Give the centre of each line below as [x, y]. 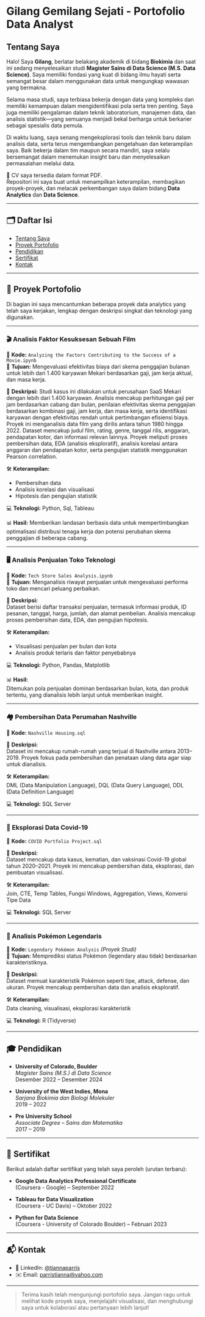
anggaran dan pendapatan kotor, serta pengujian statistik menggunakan [97, 450]
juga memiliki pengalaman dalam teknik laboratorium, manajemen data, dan [101, 112]
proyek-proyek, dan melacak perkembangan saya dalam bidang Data [93, 188]
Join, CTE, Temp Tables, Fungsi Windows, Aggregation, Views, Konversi [97, 893]
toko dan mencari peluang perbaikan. [53, 588]
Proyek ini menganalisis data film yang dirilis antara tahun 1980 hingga [95, 424]
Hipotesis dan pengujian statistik [56, 496]
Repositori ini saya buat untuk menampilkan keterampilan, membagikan [96, 182]
